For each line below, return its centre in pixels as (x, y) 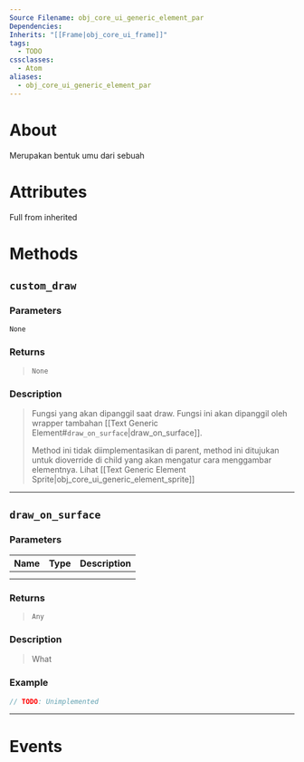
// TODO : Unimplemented (54, 701)
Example (29, 683)
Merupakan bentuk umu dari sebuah (77, 155)
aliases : (26, 77)
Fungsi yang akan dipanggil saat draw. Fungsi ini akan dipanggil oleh (159, 413)
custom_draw (43, 286)
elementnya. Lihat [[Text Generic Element (109, 469)
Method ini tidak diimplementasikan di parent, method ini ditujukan (155, 450)
